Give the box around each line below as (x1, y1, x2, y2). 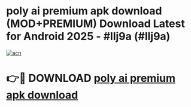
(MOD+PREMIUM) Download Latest (6, 17, 186, 30)
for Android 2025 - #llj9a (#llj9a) (6, 30, 171, 43)
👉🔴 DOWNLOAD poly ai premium (6, 72, 175, 85)
